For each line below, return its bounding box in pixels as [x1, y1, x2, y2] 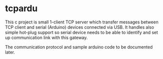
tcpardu [5, 3, 38, 14]
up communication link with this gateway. [5, 35, 88, 40]
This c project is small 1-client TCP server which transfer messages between [5, 19, 159, 25]
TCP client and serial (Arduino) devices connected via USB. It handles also [5, 24, 154, 30]
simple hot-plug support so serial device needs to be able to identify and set [5, 29, 158, 35]
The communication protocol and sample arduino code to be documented [5, 44, 153, 50]
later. [5, 49, 16, 55]
